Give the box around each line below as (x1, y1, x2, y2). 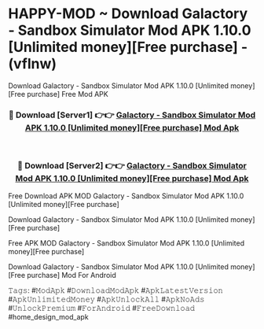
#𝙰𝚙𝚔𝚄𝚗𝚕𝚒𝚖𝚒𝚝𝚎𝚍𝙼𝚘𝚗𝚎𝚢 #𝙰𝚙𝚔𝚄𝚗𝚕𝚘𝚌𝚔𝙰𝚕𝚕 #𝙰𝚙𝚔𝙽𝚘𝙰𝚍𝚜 (8, 294, 205, 304)
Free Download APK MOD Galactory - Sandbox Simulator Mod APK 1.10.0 (8, 190, 244, 201)
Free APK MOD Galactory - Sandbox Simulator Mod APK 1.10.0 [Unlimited (8, 238, 245, 248)
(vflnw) (8, 55, 57, 73)
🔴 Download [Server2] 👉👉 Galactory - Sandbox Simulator (16, 161, 247, 172)
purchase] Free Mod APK (27, 89, 108, 98)
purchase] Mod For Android (27, 270, 116, 279)
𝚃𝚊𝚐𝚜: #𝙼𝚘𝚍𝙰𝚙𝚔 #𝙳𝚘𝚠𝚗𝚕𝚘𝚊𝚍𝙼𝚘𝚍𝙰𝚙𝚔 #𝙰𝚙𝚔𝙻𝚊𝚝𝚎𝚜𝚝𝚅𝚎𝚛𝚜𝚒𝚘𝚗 (8, 285, 224, 295)
